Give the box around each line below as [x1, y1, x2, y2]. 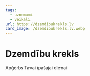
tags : [5, 7, 17, 13]
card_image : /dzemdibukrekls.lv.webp [5, 26, 85, 31]
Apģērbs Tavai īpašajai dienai [5, 65, 67, 71]
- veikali [10, 17, 31, 22]
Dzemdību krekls [5, 48, 79, 60]
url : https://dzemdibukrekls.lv [5, 21, 74, 27]
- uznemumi [10, 12, 33, 17]
